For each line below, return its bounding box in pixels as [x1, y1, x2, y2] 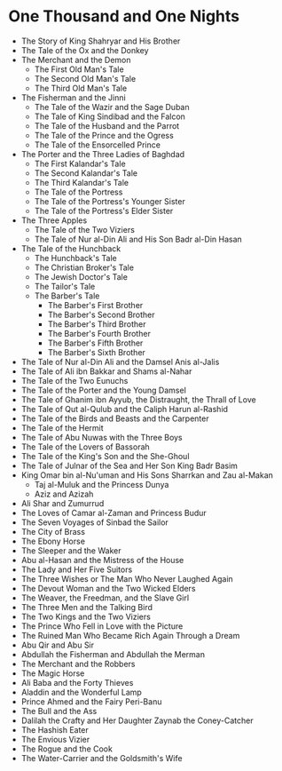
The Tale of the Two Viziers [34, 224, 135, 234]
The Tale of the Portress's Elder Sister [34, 205, 174, 216]
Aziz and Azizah [34, 489, 94, 499]
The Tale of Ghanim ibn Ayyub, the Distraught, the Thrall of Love [20, 393, 256, 405]
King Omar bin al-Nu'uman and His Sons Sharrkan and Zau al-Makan [20, 469, 274, 481]
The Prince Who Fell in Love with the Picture [20, 620, 184, 632]
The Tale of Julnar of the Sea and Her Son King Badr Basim [20, 460, 239, 471]
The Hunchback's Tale [34, 252, 117, 263]
